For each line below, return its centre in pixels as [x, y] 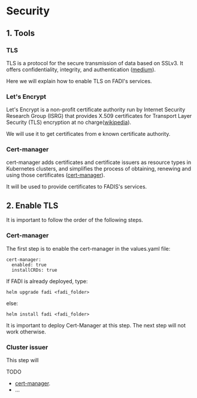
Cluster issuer [27, 347]
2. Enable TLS [32, 206]
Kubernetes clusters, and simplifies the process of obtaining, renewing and [99, 169]
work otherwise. [26, 332]
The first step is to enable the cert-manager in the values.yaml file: [88, 248]
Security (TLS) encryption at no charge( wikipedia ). [69, 122]
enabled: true [29, 265]
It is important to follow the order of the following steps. [75, 220]
